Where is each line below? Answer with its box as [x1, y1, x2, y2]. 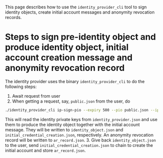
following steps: [5, 84, 37, 89]
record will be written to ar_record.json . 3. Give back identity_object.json [5, 137, 156, 143]
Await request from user [12, 93, 61, 99]
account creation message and [5, 52, 132, 63]
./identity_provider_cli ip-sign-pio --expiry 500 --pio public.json [5, 107, 149, 112]
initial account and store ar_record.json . [5, 147, 86, 153]
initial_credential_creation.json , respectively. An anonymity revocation [5, 132, 154, 138]
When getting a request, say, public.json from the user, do [12, 98, 130, 104]
